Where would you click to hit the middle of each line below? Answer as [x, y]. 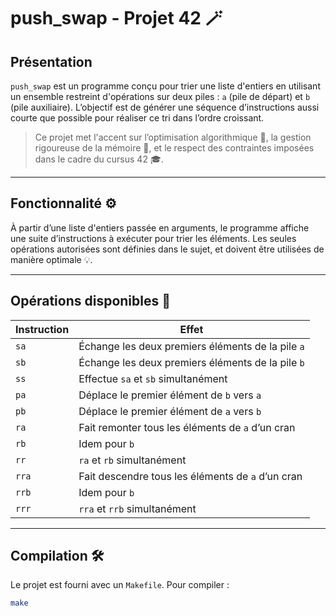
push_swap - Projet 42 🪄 [116, 18]
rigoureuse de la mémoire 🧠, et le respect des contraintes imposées [174, 148]
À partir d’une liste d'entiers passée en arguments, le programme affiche [160, 227]
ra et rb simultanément [132, 460]
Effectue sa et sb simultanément [153, 378]
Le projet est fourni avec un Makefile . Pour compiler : [120, 585]
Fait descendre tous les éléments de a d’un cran [190, 476]
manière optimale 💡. [51, 259]
